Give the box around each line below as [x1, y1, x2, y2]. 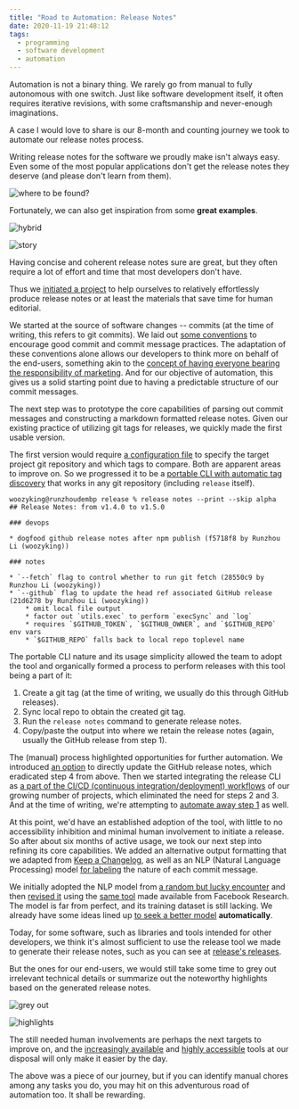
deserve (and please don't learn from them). [9, 170, 172, 181]
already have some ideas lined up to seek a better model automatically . [9, 910, 273, 920]
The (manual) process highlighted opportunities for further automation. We [9, 752, 283, 763]
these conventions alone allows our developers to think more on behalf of [9, 349, 279, 359]
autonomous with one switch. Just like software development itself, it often [9, 88, 284, 99]
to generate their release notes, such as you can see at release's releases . [9, 947, 282, 956]
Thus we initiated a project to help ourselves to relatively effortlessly [9, 284, 260, 294]
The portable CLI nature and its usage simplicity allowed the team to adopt [9, 651, 283, 661]
